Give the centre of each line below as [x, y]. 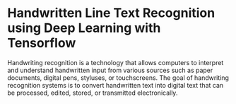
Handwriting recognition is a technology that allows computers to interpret [116, 62]
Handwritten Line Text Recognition [111, 13]
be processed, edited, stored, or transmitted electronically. [93, 93]
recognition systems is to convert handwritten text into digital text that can [116, 85]
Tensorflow [42, 43]
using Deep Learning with [84, 28]
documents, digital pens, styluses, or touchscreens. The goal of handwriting [118, 77]
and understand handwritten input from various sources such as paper [110, 70]
